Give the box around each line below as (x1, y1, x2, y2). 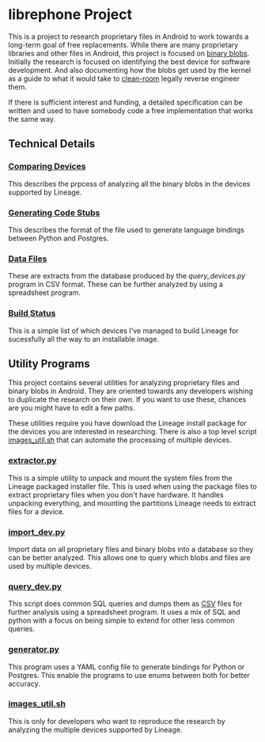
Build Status (8, 308, 56, 319)
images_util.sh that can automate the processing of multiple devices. (8, 435, 232, 445)
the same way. (8, 114, 55, 123)
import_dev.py (8, 526, 66, 537)
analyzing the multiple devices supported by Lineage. (8, 725, 184, 734)
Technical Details (8, 137, 96, 151)
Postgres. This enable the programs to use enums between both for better (8, 670, 251, 680)
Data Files (8, 253, 47, 264)
